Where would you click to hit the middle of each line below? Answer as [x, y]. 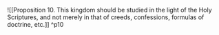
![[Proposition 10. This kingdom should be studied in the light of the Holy [109, 10]
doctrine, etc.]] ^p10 [35, 24]
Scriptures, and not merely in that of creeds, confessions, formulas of [106, 17]
